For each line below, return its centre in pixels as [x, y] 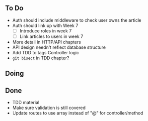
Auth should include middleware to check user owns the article [77, 20]
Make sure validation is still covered [49, 108]
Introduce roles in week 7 [46, 31]
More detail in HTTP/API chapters [46, 42]
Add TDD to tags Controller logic [46, 52]
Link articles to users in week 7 [51, 36]
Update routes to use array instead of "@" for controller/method [78, 113]
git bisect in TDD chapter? [41, 58]
